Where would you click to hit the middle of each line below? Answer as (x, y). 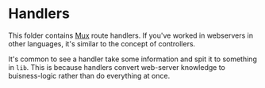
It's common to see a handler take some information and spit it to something (133, 59)
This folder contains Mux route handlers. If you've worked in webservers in (131, 35)
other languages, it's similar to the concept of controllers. (102, 43)
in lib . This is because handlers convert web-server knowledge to (117, 67)
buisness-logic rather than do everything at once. (89, 75)
